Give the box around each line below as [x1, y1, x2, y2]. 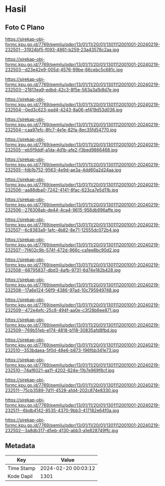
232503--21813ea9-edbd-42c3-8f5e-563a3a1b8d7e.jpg [5, 87, 119, 92]
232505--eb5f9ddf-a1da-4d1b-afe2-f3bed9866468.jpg [5, 147, 118, 152]
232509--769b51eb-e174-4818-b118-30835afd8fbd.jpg [5, 327, 117, 333]
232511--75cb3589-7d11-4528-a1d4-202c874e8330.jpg [5, 387, 119, 393]
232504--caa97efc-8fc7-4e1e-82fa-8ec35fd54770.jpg [5, 127, 117, 133]
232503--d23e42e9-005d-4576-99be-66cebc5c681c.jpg [5, 67, 123, 73]
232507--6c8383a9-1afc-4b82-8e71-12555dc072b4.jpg [5, 227, 119, 233]
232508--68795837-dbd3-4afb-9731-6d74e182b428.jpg [5, 267, 121, 273]
